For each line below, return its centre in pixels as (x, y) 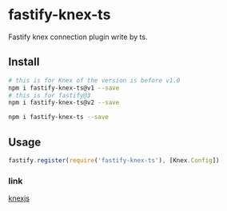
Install (24, 62)
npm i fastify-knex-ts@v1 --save (64, 88)
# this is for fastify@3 (50, 95)
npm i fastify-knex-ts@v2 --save (64, 103)
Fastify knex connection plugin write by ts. (78, 37)
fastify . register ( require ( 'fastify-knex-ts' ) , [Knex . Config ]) (114, 160)
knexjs (19, 198)
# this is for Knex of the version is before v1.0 (94, 80)
